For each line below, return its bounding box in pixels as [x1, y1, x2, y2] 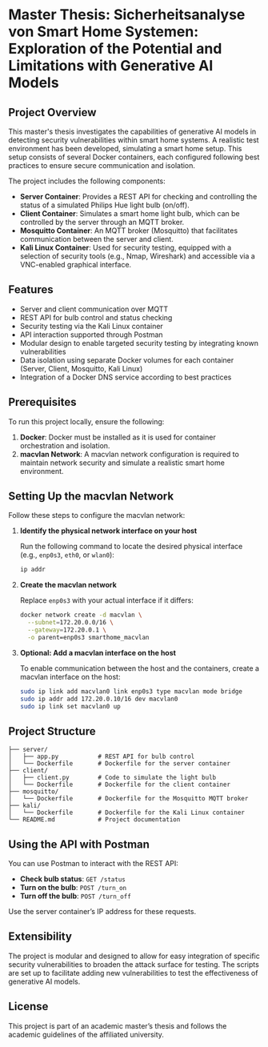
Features [8, 283, 54, 297]
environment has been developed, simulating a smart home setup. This [8, 144, 242, 153]
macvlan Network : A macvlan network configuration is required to [19, 449, 240, 459]
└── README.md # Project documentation [8, 816, 181, 824]
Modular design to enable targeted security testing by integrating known [19, 338, 258, 347]
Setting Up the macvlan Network [8, 490, 174, 503]
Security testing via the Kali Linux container [19, 321, 164, 331]
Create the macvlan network [19, 580, 118, 590]
